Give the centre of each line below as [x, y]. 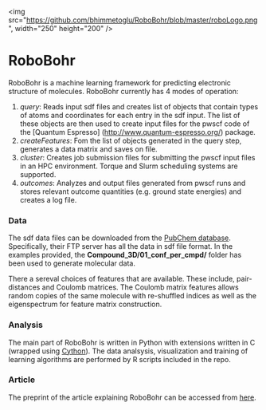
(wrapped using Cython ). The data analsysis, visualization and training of [128, 351]
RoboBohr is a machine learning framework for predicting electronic [119, 82]
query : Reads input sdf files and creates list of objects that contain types [139, 106]
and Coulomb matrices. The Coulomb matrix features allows [140, 287]
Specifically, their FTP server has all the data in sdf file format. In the [121, 246]
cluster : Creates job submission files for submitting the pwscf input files [137, 157]
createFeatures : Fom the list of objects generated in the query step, [131, 140]
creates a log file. [48, 199]
